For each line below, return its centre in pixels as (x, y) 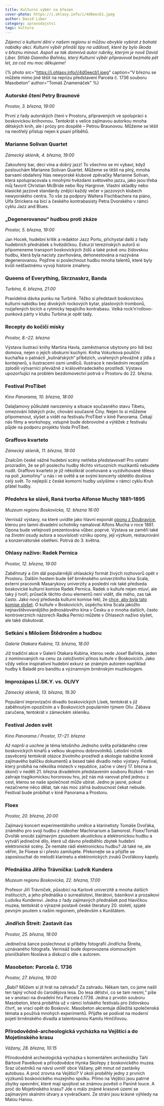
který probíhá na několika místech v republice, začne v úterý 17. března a (78, 766)
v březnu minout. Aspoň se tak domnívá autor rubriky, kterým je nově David (82, 53)
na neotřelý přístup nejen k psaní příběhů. (47, 131)
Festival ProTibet (25, 386)
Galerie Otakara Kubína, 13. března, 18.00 (47, 644)
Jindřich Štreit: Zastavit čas (39, 923)
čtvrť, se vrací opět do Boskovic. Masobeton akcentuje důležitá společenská (82, 1008)
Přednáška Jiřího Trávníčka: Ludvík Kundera (59, 869)
